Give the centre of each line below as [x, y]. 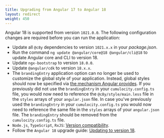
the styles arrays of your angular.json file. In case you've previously [82, 99]
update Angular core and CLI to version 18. [55, 58]
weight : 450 [17, 19]
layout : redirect [23, 14]
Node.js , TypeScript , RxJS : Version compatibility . [60, 125]
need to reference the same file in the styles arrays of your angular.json [86, 110]
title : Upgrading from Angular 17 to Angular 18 [56, 10]
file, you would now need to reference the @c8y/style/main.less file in [83, 94]
